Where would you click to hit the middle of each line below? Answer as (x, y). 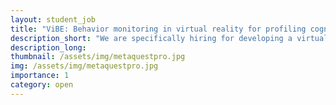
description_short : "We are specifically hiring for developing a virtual (169, 38)
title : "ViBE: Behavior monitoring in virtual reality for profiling (158, 29)
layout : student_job (53, 19)
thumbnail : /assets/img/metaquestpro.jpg (98, 57)
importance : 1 (40, 76)
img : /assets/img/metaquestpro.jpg (84, 66)
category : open (42, 85)
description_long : (48, 47)
